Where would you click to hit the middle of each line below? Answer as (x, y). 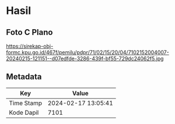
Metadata (24, 77)
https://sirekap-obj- (30, 46)
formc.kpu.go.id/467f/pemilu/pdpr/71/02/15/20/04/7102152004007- (87, 52)
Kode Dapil (24, 112)
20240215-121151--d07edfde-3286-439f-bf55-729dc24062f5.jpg (85, 59)
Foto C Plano (29, 32)
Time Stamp (26, 103)
